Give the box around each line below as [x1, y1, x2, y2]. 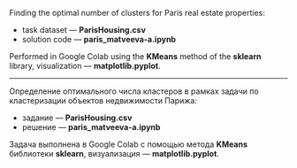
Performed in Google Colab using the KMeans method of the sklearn [9, 51, 262, 61]
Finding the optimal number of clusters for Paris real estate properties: [9, 8, 265, 18]
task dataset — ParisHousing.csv [21, 25, 146, 34]
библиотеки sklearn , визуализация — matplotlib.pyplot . [9, 149, 219, 158]
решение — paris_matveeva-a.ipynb [21, 122, 161, 132]
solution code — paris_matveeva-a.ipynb [21, 34, 177, 44]
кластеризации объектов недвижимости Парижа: [9, 95, 197, 105]
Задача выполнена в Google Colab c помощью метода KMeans [9, 139, 248, 149]
